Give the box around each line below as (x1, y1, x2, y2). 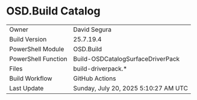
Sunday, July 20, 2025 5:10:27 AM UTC (73, 84, 189, 92)
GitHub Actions (73, 74, 116, 83)
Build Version (9, 35, 47, 43)
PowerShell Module (9, 45, 64, 53)
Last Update (9, 84, 44, 92)
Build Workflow (9, 74, 52, 83)
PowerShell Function (9, 54, 67, 63)
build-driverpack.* (73, 64, 128, 73)
